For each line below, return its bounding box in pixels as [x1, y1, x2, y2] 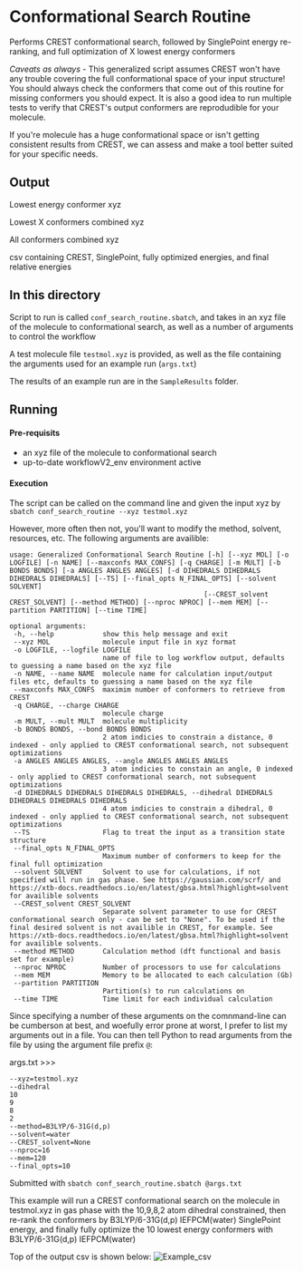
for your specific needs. [9, 148, 99, 160]
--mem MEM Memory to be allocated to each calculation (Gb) [13, 971, 294, 980]
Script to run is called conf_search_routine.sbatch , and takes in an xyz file [9, 311, 287, 323]
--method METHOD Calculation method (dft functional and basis [13, 947, 281, 956]
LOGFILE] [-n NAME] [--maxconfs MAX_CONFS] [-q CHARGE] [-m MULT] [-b [9, 558, 281, 568]
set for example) [9, 955, 75, 965]
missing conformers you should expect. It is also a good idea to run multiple [9, 92, 292, 103]
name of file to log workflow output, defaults [102, 654, 285, 663]
